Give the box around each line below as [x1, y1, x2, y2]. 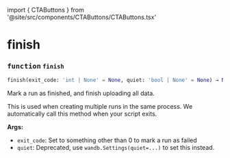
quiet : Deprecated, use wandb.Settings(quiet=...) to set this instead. [16, 144, 215, 152]
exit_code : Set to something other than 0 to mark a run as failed [16, 136, 197, 144]
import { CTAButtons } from [7, 6, 84, 14]
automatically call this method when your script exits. [7, 109, 157, 118]
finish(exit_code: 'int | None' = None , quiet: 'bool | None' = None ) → [7, 77, 219, 84]
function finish [7, 62, 64, 71]
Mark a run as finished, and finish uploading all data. [7, 89, 155, 98]
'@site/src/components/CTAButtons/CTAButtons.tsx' [7, 13, 157, 21]
